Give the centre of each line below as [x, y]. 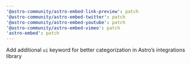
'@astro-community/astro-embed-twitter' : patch [66, 17]
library [14, 56]
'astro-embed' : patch [33, 33]
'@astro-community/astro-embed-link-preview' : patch [72, 11]
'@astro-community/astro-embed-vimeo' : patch [63, 28]
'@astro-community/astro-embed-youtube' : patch [66, 22]
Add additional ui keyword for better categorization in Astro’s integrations [96, 50]
